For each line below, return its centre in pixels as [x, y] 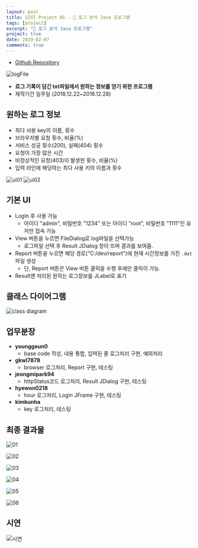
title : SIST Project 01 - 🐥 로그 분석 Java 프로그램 [68, 17]
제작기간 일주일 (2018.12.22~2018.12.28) [63, 94]
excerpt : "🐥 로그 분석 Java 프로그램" [49, 29]
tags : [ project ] [26, 23]
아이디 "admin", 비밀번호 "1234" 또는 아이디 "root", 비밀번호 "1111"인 [104, 223]
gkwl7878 [28, 360]
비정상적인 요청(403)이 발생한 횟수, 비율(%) [66, 160]
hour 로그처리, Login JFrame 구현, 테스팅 [72, 395]
